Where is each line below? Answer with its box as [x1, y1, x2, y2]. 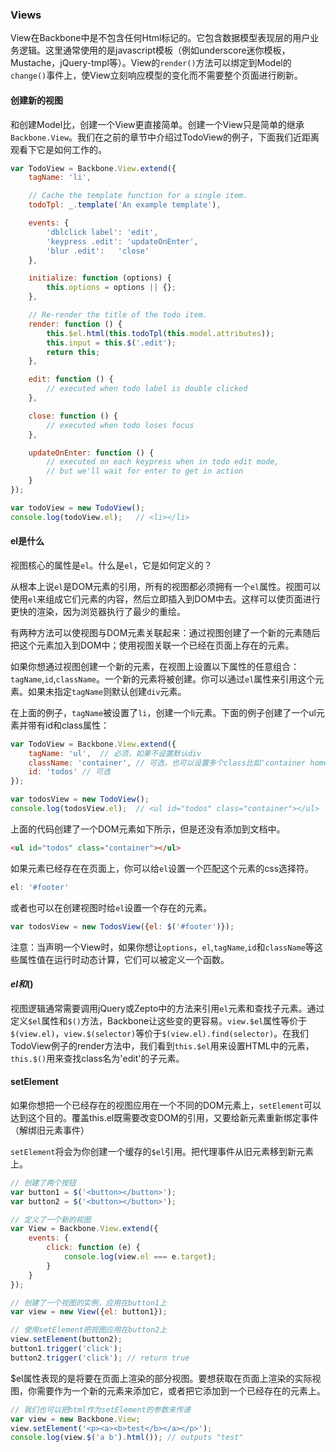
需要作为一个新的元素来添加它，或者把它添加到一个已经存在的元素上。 [36, 1384, 326, 1397]
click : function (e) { [46, 1243, 141, 1253]
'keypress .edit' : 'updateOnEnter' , [46, 236, 199, 247]
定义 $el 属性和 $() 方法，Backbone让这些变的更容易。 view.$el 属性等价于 [10, 1014, 308, 1027]
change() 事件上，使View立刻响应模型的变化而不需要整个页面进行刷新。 [10, 69, 303, 82]
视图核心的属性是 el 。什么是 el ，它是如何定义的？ [10, 559, 213, 571]
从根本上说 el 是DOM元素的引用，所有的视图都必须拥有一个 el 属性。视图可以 [10, 580, 322, 592]
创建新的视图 [10, 94, 63, 106]
